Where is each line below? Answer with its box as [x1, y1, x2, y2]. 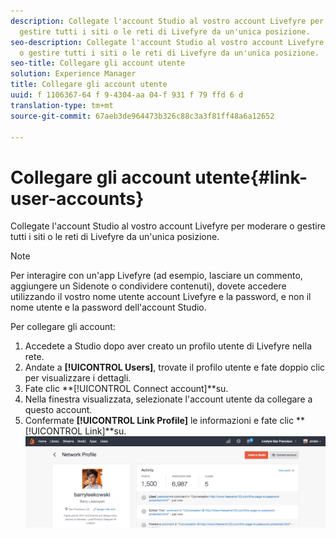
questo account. [24, 404, 93, 416]
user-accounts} [10, 187, 145, 210]
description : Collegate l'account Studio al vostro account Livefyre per [10, 16, 325, 26]
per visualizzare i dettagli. [24, 372, 132, 384]
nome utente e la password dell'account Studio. [10, 301, 207, 314]
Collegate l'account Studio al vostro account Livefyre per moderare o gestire [10, 220, 326, 232]
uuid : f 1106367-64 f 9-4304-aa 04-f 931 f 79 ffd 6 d [10, 90, 244, 100]
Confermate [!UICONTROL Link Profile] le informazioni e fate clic [24, 415, 295, 427]
